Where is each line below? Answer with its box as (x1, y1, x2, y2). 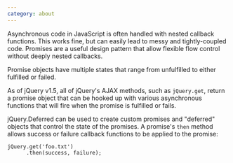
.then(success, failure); (25, 149, 102, 156)
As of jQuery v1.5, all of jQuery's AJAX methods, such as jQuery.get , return (7, 86, 225, 94)
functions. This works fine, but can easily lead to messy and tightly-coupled (7, 36, 227, 45)
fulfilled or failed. (7, 73, 56, 81)
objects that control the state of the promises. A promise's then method (7, 122, 213, 130)
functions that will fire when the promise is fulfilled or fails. (7, 101, 177, 109)
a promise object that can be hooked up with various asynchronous (7, 94, 202, 102)
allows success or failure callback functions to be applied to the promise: (7, 129, 219, 138)
